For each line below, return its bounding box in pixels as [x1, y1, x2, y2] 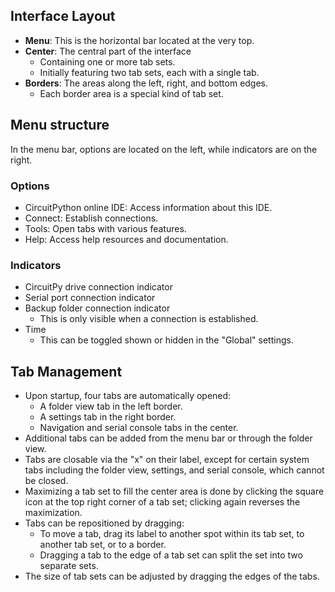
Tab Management [10, 363, 123, 380]
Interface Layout [10, 8, 116, 25]
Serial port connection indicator [24, 292, 156, 304]
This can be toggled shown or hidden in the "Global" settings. [39, 334, 294, 346]
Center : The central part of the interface [24, 45, 192, 57]
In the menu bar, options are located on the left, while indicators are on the [10, 143, 318, 155]
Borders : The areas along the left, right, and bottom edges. [24, 77, 269, 89]
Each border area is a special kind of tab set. [39, 87, 224, 99]
